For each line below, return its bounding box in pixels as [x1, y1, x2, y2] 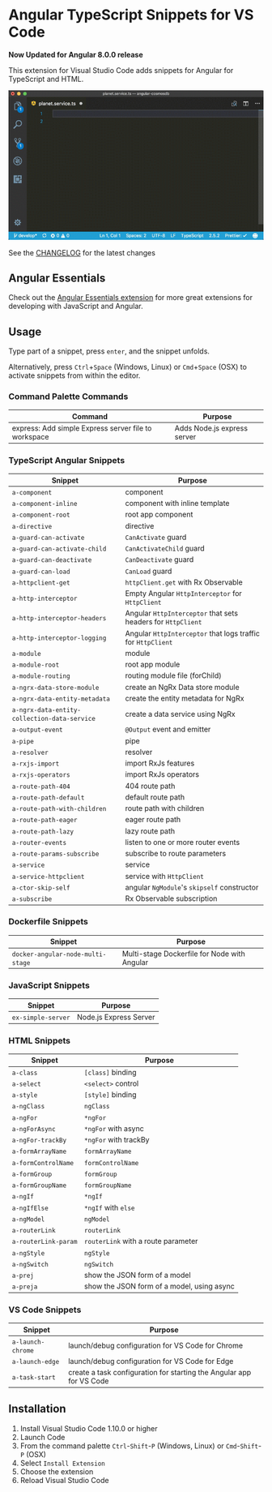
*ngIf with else [83, 1203, 135, 1212]
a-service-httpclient [11, 872, 85, 881]
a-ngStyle [11, 1249, 45, 1258]
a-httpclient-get [11, 578, 70, 587]
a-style [11, 1091, 38, 1100]
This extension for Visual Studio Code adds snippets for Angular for [8, 65, 234, 75]
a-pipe [11, 737, 34, 745]
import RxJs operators [125, 770, 200, 779]
